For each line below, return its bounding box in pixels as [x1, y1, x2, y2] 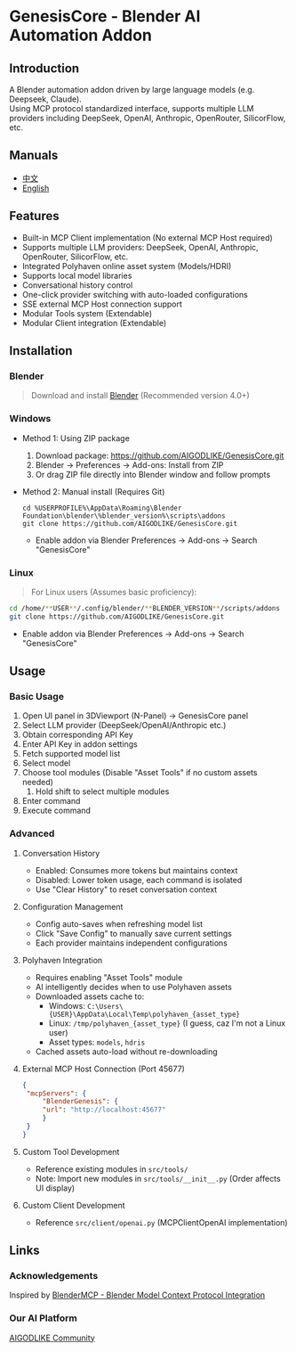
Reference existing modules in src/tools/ [35, 1163, 188, 1174]
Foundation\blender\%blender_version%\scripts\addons [21, 511, 226, 520]
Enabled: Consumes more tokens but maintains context [35, 864, 238, 875]
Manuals [9, 148, 59, 163]
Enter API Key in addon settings [21, 739, 138, 750]
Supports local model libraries [21, 270, 132, 281]
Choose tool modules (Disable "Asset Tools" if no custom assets [21, 767, 258, 778]
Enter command [21, 796, 81, 807]
